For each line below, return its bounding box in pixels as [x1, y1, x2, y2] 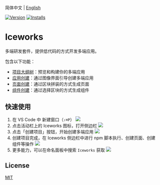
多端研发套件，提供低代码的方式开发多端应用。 [5, 48, 99, 54]
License [5, 162, 30, 170]
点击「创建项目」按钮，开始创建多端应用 [12, 129, 94, 134]
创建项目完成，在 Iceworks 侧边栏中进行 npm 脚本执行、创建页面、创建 [12, 135, 156, 141]
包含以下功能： [5, 58, 35, 64]
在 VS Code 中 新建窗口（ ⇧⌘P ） [12, 116, 75, 122]
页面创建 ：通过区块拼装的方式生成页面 [12, 81, 89, 87]
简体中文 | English [5, 5, 41, 10]
